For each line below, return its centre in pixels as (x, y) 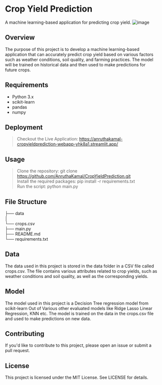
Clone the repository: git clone (47, 171)
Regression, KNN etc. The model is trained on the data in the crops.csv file (79, 313)
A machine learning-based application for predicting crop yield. (68, 22)
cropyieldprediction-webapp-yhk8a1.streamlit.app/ (67, 144)
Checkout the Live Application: (47, 139)
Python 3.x (23, 97)
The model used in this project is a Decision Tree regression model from (77, 303)
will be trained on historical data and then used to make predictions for (75, 64)
